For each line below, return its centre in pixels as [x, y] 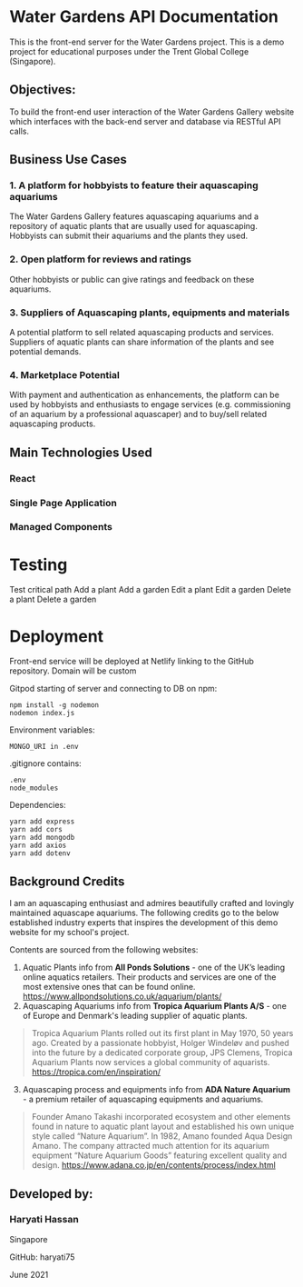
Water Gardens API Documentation [144, 17]
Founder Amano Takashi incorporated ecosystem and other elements [161, 1117]
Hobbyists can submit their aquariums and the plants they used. [129, 236]
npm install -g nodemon [54, 705]
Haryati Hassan [44, 1220]
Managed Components [61, 527]
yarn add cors [36, 830]
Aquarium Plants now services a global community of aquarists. [151, 1063]
